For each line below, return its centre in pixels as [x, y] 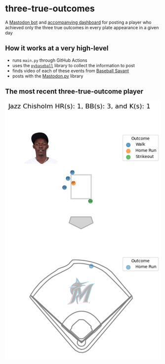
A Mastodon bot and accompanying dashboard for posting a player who [78, 22]
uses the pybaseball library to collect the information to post [73, 65]
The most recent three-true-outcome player [74, 92]
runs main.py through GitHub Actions [50, 60]
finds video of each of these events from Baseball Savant [71, 71]
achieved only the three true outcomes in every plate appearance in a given [82, 27]
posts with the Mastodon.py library [48, 76]
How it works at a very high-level [57, 48]
